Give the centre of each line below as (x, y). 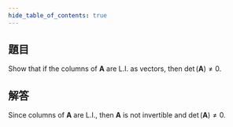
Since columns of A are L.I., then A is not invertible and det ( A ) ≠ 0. (117, 115)
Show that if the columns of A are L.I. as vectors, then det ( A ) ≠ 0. (115, 69)
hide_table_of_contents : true (58, 15)
